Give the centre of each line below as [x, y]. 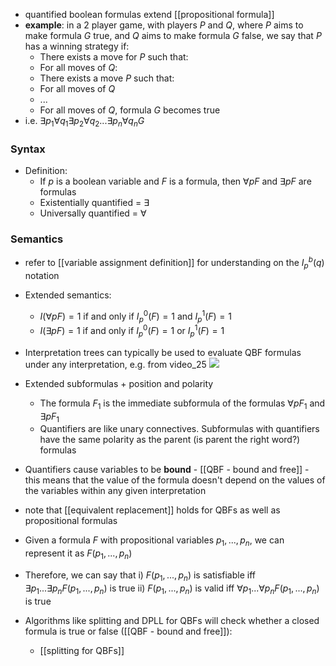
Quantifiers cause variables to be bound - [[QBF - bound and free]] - [167, 470]
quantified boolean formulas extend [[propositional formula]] [149, 14]
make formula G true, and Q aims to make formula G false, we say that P [173, 35]
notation [42, 275]
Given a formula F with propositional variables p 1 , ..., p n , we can [154, 541]
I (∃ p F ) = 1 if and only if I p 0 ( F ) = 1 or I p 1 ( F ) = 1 [132, 331]
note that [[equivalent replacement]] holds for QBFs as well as [152, 510]
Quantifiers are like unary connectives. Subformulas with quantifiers [179, 429]
